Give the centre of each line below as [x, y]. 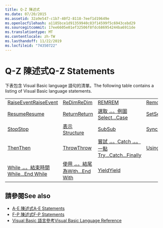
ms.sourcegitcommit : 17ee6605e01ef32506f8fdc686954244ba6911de [70, 28]
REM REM [108, 102]
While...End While [27, 174]
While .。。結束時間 [29, 167]
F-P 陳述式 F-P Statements [38, 214]
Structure [73, 132]
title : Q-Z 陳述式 [23, 9]
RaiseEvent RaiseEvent [33, 102]
